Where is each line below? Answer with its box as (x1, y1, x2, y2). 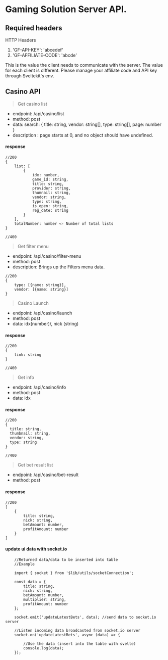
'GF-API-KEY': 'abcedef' (12, 47, 63, 53)
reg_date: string (32, 208, 69, 213)
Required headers (5, 24, 62, 32)
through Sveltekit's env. (5, 73, 54, 79)
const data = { (14, 579, 46, 584)
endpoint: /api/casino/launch (12, 310, 72, 316)
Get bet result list (17, 462, 53, 468)
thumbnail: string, (10, 431, 51, 436)
